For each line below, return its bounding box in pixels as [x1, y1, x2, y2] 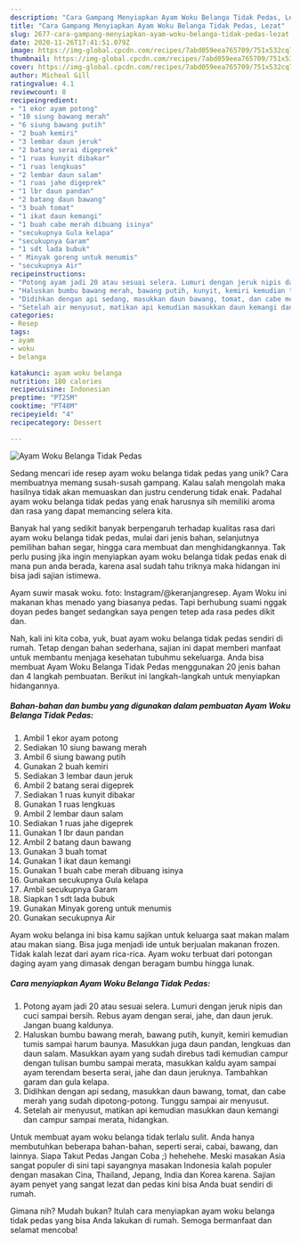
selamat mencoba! [10, 1224, 78, 1235]
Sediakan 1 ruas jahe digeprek [22, 817, 134, 828]
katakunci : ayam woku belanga [10, 369, 123, 377]
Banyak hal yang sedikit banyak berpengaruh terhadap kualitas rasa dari [10, 523, 275, 533]
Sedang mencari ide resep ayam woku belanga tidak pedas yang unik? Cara [10, 467, 288, 478]
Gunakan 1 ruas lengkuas [22, 799, 116, 809]
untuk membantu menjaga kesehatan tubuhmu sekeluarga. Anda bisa [10, 652, 264, 662]
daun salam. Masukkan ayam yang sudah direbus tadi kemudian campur [22, 1048, 288, 1059]
